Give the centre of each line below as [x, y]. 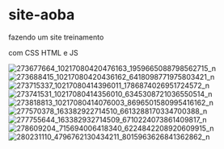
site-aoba [42, 15]
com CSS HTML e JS [43, 52]
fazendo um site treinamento [56, 37]
